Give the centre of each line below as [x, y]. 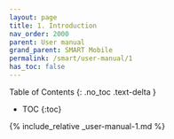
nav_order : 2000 [39, 34]
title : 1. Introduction [53, 26]
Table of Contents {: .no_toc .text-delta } [83, 92]
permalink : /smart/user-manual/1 [71, 58]
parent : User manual [47, 42]
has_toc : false [37, 67]
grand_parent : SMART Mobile [61, 50]
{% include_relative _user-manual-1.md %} [87, 126]
